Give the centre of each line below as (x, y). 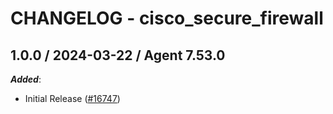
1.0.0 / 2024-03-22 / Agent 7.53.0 (118, 55)
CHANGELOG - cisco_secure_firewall (167, 18)
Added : (26, 79)
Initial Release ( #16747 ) (72, 98)
